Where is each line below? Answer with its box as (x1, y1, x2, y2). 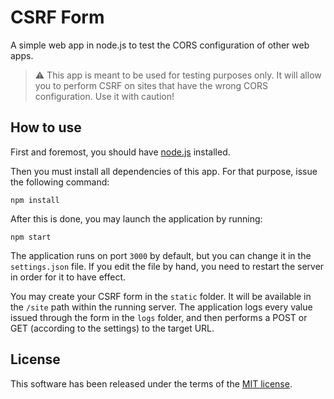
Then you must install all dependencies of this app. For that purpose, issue (10, 165, 318, 177)
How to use (10, 119, 82, 136)
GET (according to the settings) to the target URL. (10, 322, 215, 334)
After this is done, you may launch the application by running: (10, 212, 263, 225)
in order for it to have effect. (10, 271, 127, 283)
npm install (10, 195, 60, 205)
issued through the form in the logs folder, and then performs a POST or (10, 311, 308, 323)
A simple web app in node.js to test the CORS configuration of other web (10, 39, 310, 51)
